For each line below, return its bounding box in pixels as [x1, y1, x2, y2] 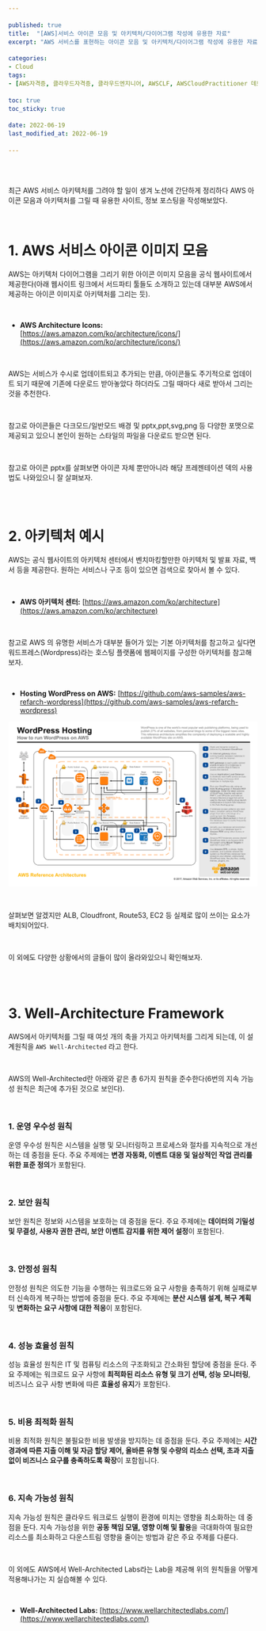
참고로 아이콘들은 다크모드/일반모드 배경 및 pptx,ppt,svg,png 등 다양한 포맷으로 [8, 421, 255, 430]
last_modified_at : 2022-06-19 [8, 130, 108, 138]
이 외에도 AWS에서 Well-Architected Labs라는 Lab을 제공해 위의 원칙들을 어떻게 [8, 1564, 258, 1574]
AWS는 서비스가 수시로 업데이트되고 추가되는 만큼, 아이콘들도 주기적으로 [8, 368, 231, 378]
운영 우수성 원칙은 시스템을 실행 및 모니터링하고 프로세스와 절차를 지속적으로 [8, 1141, 243, 1150]
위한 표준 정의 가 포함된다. [8, 1160, 86, 1170]
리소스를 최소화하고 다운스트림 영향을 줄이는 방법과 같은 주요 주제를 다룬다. [8, 1532, 239, 1541]
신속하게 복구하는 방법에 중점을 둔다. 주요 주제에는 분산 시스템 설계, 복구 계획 [16, 1293, 252, 1302]
